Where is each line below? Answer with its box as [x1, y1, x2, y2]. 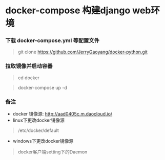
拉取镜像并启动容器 [5, 62, 53, 70]
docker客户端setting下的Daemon [17, 149, 88, 155]
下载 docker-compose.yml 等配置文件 [5, 37, 100, 44]
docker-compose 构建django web [5, 5, 151, 16]
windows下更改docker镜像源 [12, 138, 74, 144]
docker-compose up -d [17, 84, 68, 90]
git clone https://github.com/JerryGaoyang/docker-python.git [17, 49, 148, 55]
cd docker [17, 75, 40, 81]
